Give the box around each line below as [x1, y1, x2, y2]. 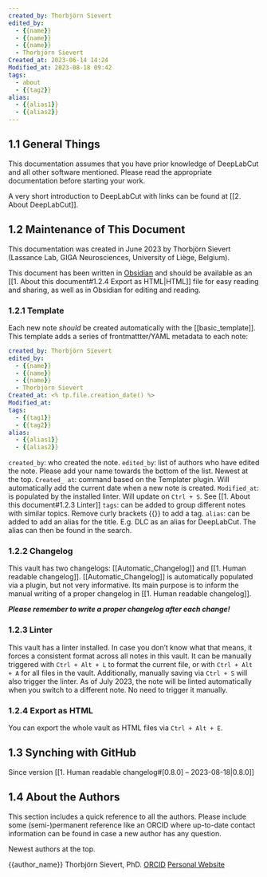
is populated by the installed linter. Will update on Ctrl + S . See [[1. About [8, 492, 251, 501]
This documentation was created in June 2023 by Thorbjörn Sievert [8, 244, 231, 254]
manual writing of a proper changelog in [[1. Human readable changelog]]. [8, 589, 252, 598]
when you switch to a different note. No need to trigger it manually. [8, 685, 228, 694]
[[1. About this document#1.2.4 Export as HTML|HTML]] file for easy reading [8, 276, 259, 286]
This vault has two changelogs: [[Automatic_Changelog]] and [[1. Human [8, 563, 247, 573]
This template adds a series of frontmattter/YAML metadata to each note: [8, 331, 249, 341]
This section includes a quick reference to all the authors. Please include [8, 812, 247, 821]
